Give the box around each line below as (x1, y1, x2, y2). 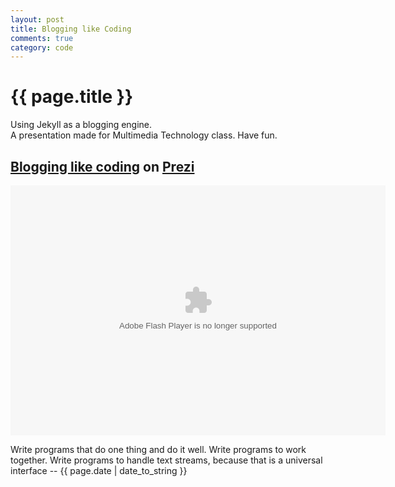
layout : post (10, 14, 65, 25)
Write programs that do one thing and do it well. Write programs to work (10, 444, 307, 455)
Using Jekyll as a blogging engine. (10, 119, 153, 131)
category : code (10, 42, 74, 53)
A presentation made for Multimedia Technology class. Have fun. (10, 129, 278, 141)
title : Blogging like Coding (10, 24, 132, 34)
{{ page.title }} (10, 86, 134, 108)
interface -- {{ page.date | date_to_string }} (10, 465, 188, 476)
